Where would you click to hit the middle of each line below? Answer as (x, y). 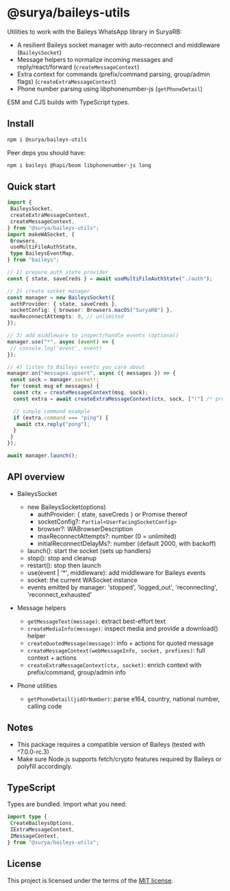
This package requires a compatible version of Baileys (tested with (111, 744)
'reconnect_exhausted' (60, 594)
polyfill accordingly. (45, 766)
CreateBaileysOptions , (42, 823)
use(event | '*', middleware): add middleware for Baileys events (116, 572)
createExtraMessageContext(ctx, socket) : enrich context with (114, 665)
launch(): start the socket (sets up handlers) (89, 550)
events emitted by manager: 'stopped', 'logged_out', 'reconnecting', (122, 587)
